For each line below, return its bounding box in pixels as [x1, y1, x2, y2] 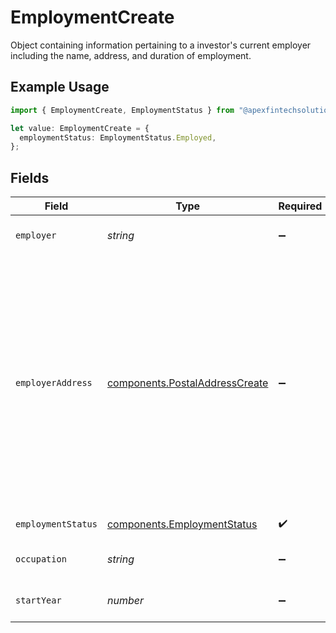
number [106, 594, 144, 608]
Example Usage [10, 79, 110, 96]
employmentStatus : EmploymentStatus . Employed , [19, 132, 217, 143]
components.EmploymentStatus [106, 517, 258, 531]
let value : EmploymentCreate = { [10, 123, 150, 133]
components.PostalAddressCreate [106, 376, 269, 390]
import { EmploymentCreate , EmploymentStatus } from [10, 105, 235, 115]
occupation [15, 554, 67, 565]
